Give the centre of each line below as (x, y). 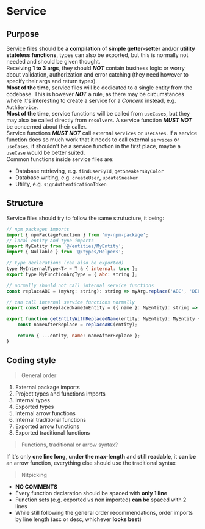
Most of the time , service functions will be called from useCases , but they (98, 114)
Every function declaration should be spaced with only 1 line (91, 493)
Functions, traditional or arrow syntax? (70, 445)
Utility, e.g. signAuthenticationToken (61, 184)
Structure (25, 203)
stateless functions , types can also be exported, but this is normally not (97, 55)
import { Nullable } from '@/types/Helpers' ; (65, 252)
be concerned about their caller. (47, 126)
